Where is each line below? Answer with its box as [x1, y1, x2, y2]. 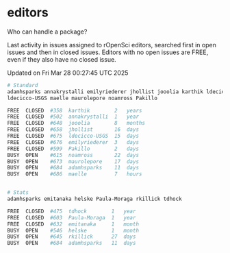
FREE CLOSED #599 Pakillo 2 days [7, 145, 139, 152]
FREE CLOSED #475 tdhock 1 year [7, 208, 136, 215]
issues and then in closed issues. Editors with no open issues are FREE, [7, 48, 209, 56]
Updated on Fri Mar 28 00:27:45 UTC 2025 [7, 69, 129, 77]
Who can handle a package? [7, 27, 88, 36]
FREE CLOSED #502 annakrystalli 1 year [7, 113, 139, 121]
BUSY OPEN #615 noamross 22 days [7, 152, 139, 158]
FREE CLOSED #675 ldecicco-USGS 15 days [7, 132, 139, 140]
